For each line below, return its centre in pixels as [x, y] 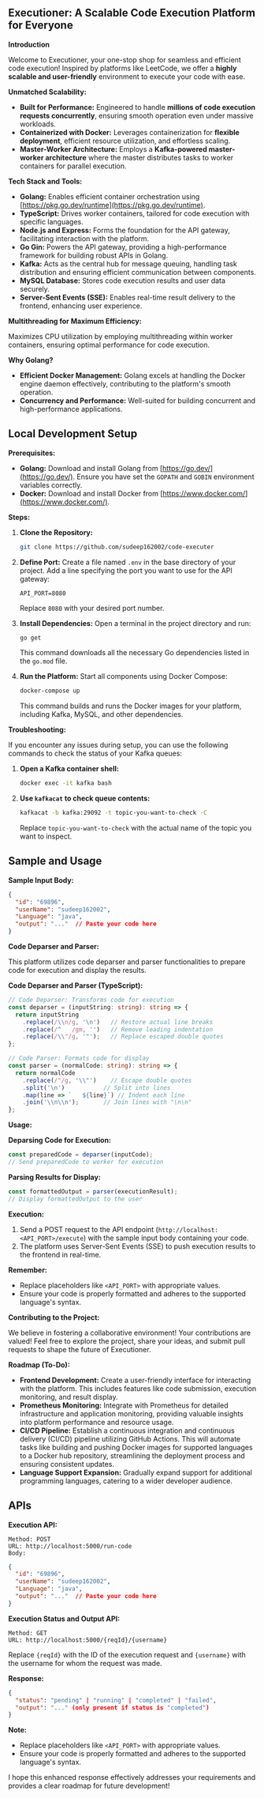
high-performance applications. [71, 409]
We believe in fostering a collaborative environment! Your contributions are [129, 1332]
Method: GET [28, 1633]
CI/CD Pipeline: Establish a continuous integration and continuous [127, 1430]
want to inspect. [46, 836]
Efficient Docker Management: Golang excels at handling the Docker [132, 375]
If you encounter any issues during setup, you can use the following [118, 745]
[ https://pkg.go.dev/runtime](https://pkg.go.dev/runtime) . [112, 205]
